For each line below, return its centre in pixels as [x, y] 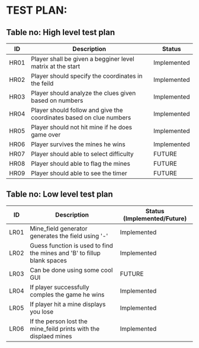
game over [46, 135]
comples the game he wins [67, 295]
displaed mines [51, 336]
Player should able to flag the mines [80, 164]
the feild [42, 83]
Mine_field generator [59, 228]
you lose [42, 311]
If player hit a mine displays [68, 304]
